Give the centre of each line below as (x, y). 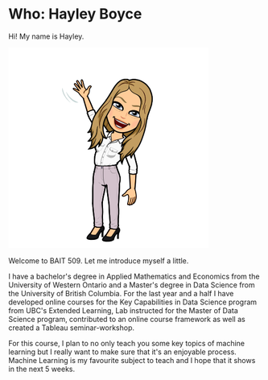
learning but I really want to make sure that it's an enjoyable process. (123, 352)
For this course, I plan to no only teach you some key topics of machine (127, 343)
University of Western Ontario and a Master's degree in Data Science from (132, 285)
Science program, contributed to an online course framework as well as (127, 319)
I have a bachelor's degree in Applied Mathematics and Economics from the (134, 276)
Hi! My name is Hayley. (46, 36)
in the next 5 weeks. (41, 369)
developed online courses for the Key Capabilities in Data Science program (133, 302)
